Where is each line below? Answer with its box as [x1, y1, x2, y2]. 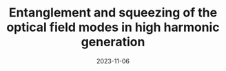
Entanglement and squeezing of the [8, 5, 218, 21]
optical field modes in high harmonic [6, 19, 220, 35]
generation [81, 34, 145, 50]
